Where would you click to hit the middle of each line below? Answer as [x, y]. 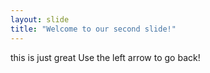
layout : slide [40, 19]
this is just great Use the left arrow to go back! [105, 57]
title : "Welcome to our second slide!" [93, 29]
